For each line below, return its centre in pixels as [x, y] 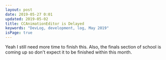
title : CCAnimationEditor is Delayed [45, 24]
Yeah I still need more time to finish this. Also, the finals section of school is [83, 47]
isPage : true [19, 33]
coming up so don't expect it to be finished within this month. [69, 52]
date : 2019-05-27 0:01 [29, 14]
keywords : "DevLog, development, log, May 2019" [57, 28]
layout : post [19, 10]
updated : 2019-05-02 [27, 19]
